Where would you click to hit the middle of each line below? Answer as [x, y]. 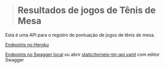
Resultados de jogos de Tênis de [87, 10]
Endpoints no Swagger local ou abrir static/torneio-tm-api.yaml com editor [82, 54]
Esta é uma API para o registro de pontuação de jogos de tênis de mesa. [80, 35]
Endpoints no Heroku [27, 44]
